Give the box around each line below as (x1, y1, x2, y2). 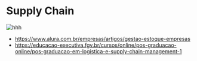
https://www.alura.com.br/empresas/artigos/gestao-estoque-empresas (14, 35, 191, 42)
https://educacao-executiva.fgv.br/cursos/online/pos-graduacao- (14, 41, 177, 49)
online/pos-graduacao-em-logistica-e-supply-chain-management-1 (14, 47, 182, 54)
